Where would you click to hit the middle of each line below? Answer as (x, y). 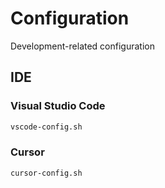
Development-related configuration (82, 46)
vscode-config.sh (46, 127)
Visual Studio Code (58, 106)
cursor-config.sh (46, 173)
